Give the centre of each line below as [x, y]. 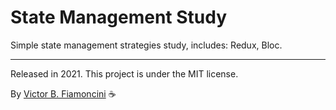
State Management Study [119, 17]
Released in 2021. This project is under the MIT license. [124, 73]
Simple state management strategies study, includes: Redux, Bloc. [146, 45]
